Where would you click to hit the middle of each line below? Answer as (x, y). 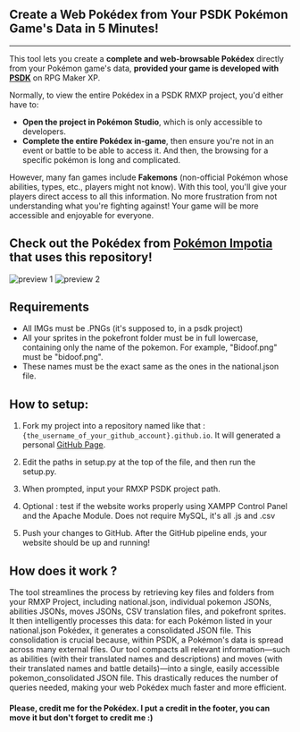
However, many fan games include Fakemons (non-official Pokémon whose (149, 177)
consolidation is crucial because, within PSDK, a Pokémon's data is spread (146, 640)
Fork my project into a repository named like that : (113, 426)
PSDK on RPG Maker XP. (55, 77)
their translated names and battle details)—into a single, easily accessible (144, 668)
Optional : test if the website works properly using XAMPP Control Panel (155, 506)
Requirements (49, 307)
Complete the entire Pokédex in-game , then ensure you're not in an (148, 140)
